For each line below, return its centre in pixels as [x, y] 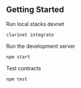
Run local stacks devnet [35, 24]
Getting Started [35, 10]
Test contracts [24, 68]
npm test [17, 79]
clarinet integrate [30, 35]
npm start [18, 57]
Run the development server [41, 46]
